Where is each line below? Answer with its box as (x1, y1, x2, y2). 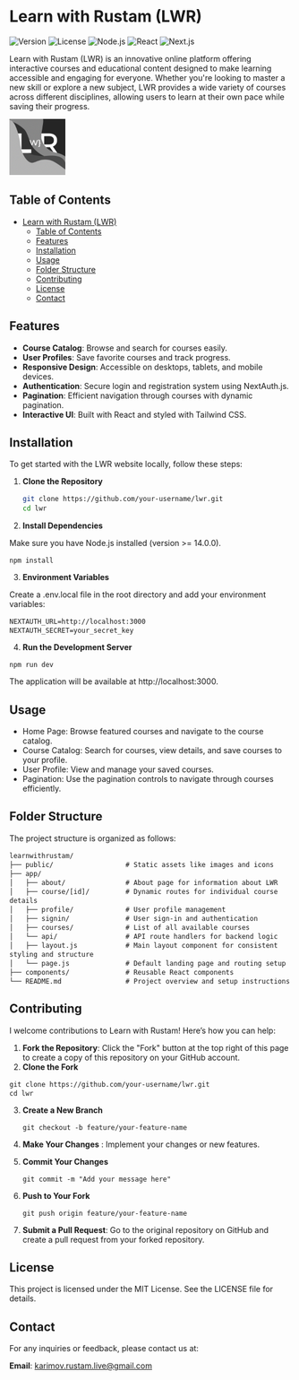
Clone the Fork (21, 1061, 79, 1072)
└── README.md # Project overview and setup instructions (9, 976, 291, 985)
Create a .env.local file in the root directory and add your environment (9, 589, 267, 600)
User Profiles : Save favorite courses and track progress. (21, 352, 231, 362)
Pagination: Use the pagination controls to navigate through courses (21, 773, 275, 784)
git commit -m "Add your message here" (21, 1175, 172, 1184)
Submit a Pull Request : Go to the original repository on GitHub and (21, 1224, 269, 1235)
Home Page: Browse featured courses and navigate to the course (21, 725, 264, 736)
